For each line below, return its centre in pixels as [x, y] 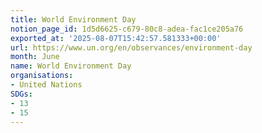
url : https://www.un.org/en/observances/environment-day [131, 47]
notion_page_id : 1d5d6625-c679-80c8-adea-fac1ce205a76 [127, 29]
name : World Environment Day [71, 66]
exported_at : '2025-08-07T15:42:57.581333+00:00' [116, 38]
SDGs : [21, 94]
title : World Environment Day [73, 19]
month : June [35, 57]
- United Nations [46, 85]
